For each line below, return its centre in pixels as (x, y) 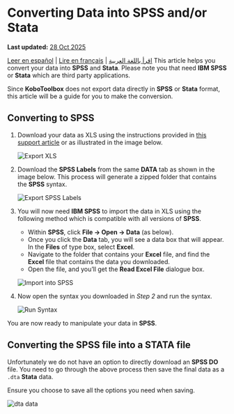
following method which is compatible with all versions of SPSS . (109, 218)
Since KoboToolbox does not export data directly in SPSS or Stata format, (114, 89)
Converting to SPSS (51, 118)
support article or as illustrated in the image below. (90, 142)
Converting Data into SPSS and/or (107, 13)
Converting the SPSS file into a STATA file (99, 345)
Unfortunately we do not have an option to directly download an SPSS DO (113, 362)
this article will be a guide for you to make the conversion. (90, 96)
